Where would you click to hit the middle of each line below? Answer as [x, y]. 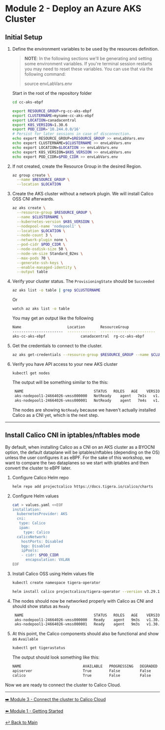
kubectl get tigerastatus [39, 648]
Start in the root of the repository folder [52, 93]
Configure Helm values [35, 496]
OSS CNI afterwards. [33, 199]
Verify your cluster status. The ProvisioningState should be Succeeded [83, 281]
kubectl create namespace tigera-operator [56, 583]
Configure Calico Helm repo [40, 477]
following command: [45, 74]
